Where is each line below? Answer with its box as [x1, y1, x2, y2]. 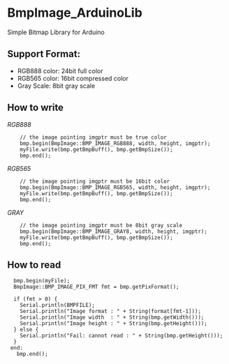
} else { [13, 326, 39, 333]
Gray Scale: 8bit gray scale [17, 82, 96, 90]
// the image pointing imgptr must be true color [20, 134, 168, 141]
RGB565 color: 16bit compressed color [17, 74, 129, 82]
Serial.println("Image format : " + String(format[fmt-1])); [20, 308, 201, 315]
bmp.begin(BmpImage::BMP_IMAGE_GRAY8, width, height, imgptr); [20, 228, 208, 235]
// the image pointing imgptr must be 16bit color [20, 178, 170, 185]
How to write [7, 102, 64, 114]
